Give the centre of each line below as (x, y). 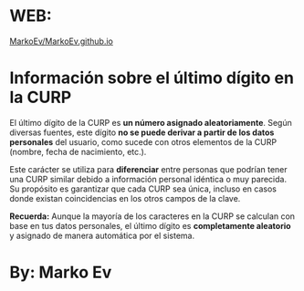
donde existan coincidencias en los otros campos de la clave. (125, 198)
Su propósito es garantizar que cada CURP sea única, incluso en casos (143, 189)
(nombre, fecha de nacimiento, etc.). (78, 151)
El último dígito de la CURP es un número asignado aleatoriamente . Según (151, 122)
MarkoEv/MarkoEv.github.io (62, 41)
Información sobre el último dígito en (152, 78)
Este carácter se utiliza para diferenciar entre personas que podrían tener (148, 169)
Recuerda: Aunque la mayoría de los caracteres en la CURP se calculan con (152, 216)
